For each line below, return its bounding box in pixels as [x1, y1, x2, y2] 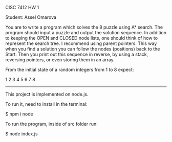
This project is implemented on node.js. [5, 91, 89, 97]
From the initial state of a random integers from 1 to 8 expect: [5, 66, 134, 73]
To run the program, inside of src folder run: [5, 121, 98, 127]
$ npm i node [5, 111, 33, 117]
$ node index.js [5, 131, 38, 137]
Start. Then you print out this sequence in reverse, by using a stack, [5, 51, 148, 57]
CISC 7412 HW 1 [5, 5, 39, 10]
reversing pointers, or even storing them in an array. [5, 57, 115, 63]
